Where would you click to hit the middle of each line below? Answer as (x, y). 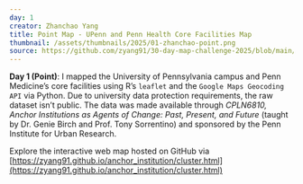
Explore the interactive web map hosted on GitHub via (110, 151)
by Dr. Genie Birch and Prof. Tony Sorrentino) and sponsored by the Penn (145, 124)
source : (24, 51)
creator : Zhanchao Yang (54, 26)
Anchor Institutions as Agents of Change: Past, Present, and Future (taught (149, 115)
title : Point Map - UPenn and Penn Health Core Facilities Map (131, 34)
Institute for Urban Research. (63, 134)
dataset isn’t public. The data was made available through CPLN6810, (138, 105)
